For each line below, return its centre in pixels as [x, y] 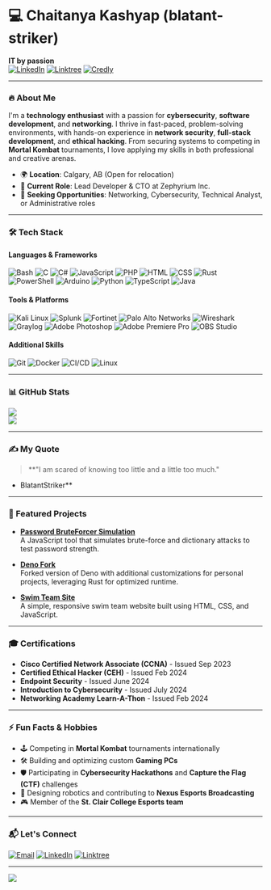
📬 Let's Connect [42, 834]
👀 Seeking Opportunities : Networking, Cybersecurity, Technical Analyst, [141, 195]
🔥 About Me [32, 98]
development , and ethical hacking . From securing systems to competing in [134, 141]
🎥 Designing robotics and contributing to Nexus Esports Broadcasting [137, 793]
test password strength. [59, 548]
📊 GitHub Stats [39, 391]
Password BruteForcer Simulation [77, 531]
